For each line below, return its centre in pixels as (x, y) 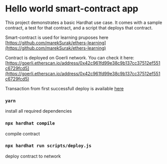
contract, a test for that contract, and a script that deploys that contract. (79, 27)
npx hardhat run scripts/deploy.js (48, 146)
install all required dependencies (39, 111)
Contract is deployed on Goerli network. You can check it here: (70, 57)
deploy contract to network (33, 156)
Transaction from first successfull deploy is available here (64, 88)
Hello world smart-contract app (72, 9)
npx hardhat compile (30, 123)
